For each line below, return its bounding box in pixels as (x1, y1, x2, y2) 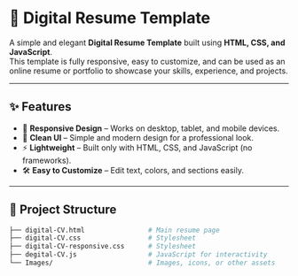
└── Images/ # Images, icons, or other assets (9, 258, 276, 268)
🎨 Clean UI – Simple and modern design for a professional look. (21, 132, 255, 142)
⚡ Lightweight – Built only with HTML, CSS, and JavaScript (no (21, 142, 253, 153)
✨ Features (9, 99, 72, 114)
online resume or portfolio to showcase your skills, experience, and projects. (9, 65, 288, 76)
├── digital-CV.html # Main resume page (9, 226, 220, 234)
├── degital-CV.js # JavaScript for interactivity (9, 250, 268, 259)
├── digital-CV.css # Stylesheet (9, 234, 197, 242)
